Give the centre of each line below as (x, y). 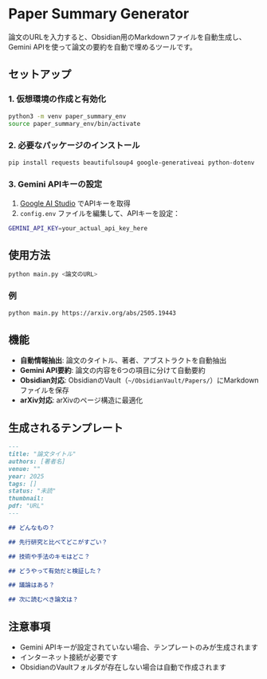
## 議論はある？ (31, 585)
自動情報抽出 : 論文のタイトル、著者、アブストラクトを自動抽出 (123, 360)
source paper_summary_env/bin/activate (75, 124)
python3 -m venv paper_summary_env (67, 116)
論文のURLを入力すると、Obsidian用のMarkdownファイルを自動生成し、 (127, 37)
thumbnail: (26, 499)
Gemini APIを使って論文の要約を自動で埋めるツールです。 (102, 47)
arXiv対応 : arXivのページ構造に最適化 (81, 400)
